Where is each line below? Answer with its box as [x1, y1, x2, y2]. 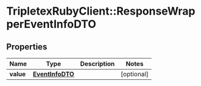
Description [80, 60, 115, 68]
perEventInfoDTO [6, 17, 96, 31]
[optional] [121, 70, 149, 78]
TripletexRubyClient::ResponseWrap [6, 4, 196, 18]
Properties [6, 41, 48, 52]
